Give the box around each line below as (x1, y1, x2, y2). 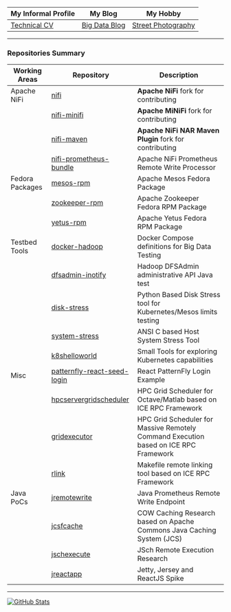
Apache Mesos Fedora (137, 174, 210, 184)
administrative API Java (137, 270, 213, 280)
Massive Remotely (137, 423, 197, 433)
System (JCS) (137, 534, 182, 544)
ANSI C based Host (137, 327, 199, 336)
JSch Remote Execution (137, 545, 214, 555)
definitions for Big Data (137, 242, 212, 252)
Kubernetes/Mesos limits (137, 307, 218, 317)
